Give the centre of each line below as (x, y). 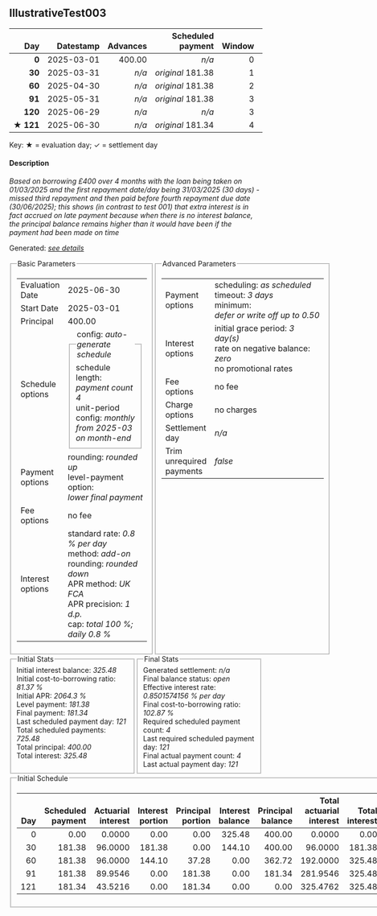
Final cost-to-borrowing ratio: (192, 704)
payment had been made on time (64, 233)
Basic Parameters (46, 264)
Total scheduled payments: (61, 730)
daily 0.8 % (90, 633)
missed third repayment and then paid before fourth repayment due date (130, 198)
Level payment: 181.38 (53, 704)
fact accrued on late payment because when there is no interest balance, (131, 216)
